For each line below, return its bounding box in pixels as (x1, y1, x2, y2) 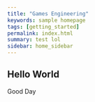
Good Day (7, 87, 36, 95)
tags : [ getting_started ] (7, 23, 80, 30)
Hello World (7, 68, 59, 80)
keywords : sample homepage (7, 17, 86, 24)
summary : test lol (7, 36, 61, 43)
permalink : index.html (7, 29, 73, 37)
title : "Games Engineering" (7, 10, 89, 17)
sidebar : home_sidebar (7, 43, 73, 50)
